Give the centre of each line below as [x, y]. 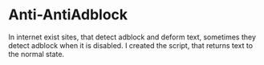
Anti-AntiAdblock [68, 15]
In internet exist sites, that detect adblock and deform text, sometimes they [132, 37]
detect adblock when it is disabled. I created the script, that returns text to [131, 45]
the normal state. [37, 54]
